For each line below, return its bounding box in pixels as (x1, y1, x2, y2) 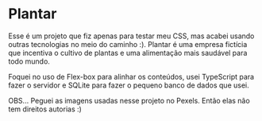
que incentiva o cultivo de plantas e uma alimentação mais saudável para (8, 48, 248, 57)
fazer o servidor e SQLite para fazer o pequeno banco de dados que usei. (8, 80, 249, 90)
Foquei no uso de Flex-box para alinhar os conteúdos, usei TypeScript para (8, 72, 255, 81)
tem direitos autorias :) (8, 104, 82, 114)
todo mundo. (8, 57, 50, 66)
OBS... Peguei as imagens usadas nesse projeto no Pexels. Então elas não (8, 96, 250, 105)
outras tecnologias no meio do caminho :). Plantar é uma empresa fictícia (8, 39, 248, 49)
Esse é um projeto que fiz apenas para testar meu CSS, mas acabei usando (8, 31, 255, 41)
